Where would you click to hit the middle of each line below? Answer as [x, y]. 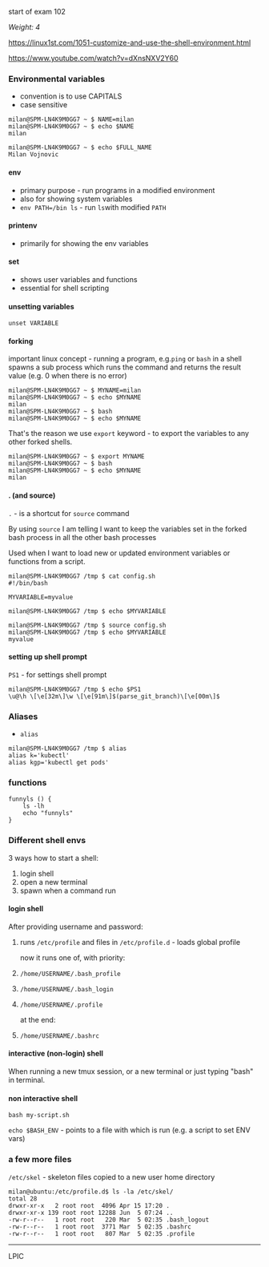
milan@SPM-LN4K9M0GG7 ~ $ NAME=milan [71, 119]
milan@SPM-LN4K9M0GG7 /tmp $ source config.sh [87, 625]
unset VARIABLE [34, 324]
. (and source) [32, 495]
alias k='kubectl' [39, 756]
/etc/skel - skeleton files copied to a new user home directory [112, 1176]
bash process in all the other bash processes [82, 537]
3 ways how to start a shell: [53, 857]
